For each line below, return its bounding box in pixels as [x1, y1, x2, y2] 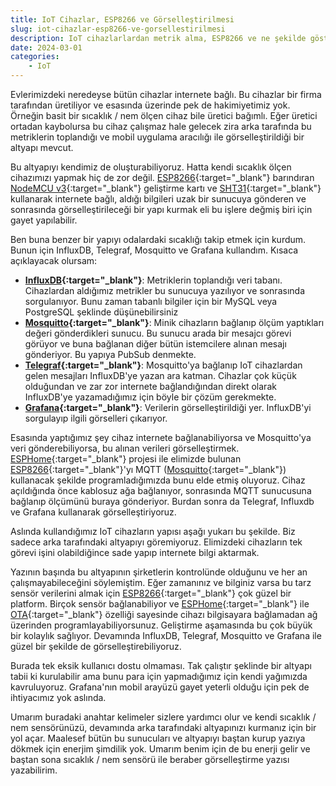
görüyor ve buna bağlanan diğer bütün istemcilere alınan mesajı [24, 338, 287, 350]
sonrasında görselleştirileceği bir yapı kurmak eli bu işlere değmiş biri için [10, 204, 313, 215]
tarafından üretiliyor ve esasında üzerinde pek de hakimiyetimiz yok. [10, 99, 291, 111]
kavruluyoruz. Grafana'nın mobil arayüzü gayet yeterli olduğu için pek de [10, 681, 310, 693]
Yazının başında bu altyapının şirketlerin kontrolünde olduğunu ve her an [10, 566, 308, 578]
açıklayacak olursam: [10, 255, 98, 266]
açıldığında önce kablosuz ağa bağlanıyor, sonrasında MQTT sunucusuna [10, 485, 312, 496]
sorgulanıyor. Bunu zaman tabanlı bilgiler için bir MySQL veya [24, 296, 278, 307]
